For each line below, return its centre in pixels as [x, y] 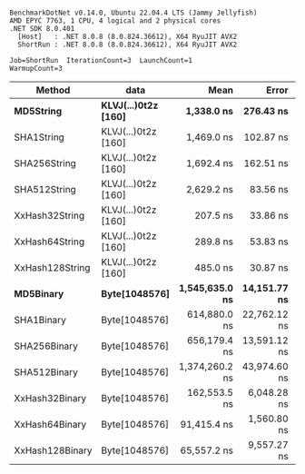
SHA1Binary [40, 320]
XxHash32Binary [50, 398]
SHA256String [45, 163]
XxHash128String [52, 267]
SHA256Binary [46, 346]
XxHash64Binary [50, 425]
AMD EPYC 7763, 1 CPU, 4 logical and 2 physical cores [115, 21]
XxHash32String [49, 216]
